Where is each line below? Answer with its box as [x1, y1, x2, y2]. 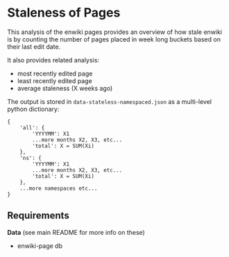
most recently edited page [17, 69, 93, 78]
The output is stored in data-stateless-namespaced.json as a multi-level [7, 97, 212, 105]
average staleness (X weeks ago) [17, 84, 113, 92]
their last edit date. [7, 42, 61, 51]
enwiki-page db [17, 241, 62, 250]
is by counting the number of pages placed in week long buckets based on [7, 35, 221, 43]
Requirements [7, 210, 69, 222]
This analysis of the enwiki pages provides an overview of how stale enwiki [7, 28, 222, 36]
